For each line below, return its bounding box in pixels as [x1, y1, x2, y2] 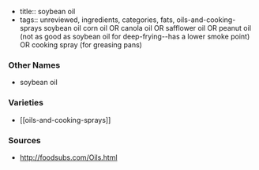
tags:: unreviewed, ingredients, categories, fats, [19, 15, 175, 24]
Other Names [8, 59, 61, 70]
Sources [8, 135, 41, 146]
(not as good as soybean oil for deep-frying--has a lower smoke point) [19, 31, 250, 41]
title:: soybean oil [19, 7, 76, 16]
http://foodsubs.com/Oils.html [19, 153, 118, 162]
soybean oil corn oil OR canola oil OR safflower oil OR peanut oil [43, 24, 251, 32]
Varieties [8, 98, 43, 109]
